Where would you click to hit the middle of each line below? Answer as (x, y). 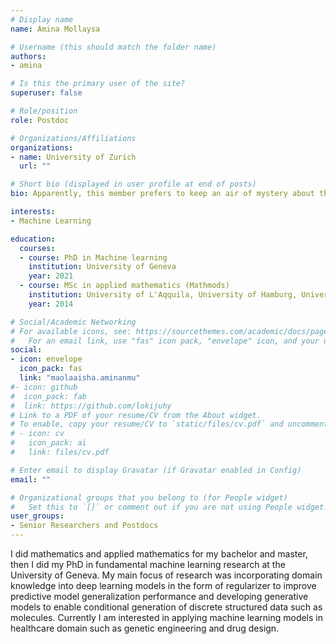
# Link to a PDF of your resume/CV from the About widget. (136, 415)
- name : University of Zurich (73, 157)
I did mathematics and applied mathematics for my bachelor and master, (159, 554)
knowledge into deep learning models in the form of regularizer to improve (163, 585)
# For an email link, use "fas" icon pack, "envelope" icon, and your (165, 341)
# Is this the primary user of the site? (98, 84)
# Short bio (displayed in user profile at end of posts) (133, 184)
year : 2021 (51, 276)
